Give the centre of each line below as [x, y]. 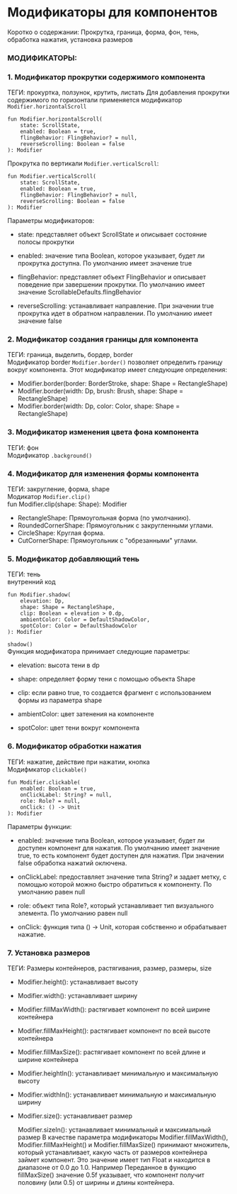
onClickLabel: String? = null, [66, 795]
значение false [40, 321]
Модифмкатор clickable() [47, 769]
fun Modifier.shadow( [39, 595]
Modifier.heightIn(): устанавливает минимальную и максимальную [118, 1073]
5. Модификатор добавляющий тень [74, 559]
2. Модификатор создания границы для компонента [103, 339]
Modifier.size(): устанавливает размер [75, 1116]
